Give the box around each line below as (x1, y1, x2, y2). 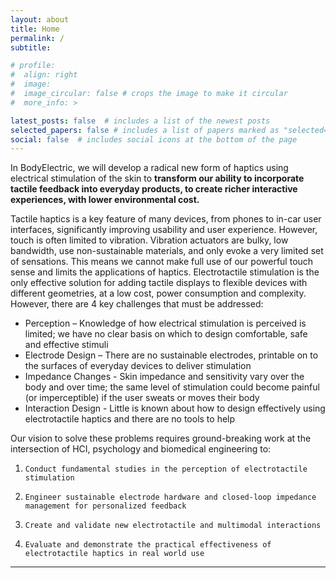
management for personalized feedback (24, 501, 187, 511)
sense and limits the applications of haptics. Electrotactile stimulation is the (10, 266, 320, 278)
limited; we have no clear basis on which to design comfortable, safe (24, 328, 308, 340)
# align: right (10, 70, 78, 80)
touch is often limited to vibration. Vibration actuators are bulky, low (10, 234, 289, 246)
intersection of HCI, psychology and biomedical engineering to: (10, 443, 272, 455)
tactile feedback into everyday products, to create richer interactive (10, 183, 298, 195)
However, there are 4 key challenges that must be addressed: (10, 298, 264, 310)
